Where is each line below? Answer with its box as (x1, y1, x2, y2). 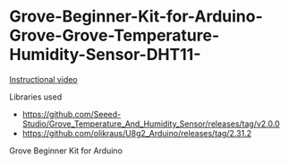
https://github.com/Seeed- (21, 109, 122, 119)
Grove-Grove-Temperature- (9, 25, 220, 46)
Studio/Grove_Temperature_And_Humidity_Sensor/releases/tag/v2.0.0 (21, 118, 280, 129)
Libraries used (9, 91, 63, 102)
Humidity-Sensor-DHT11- (9, 45, 201, 65)
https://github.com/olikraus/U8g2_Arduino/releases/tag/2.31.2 (21, 127, 252, 138)
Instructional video (9, 74, 78, 84)
